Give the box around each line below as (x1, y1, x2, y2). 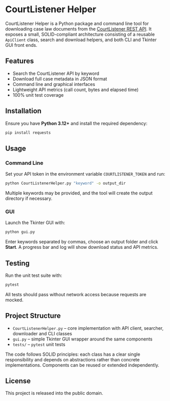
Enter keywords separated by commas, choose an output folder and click (5, 239, 158, 245)
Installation (5, 107, 42, 116)
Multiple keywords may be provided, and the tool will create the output (5, 190, 153, 196)
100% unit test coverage (12, 92, 64, 98)
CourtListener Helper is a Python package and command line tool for (5, 20, 149, 26)
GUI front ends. (5, 42, 38, 48)
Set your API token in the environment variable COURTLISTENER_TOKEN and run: (5, 171, 165, 177)
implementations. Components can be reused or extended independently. (5, 362, 159, 368)
